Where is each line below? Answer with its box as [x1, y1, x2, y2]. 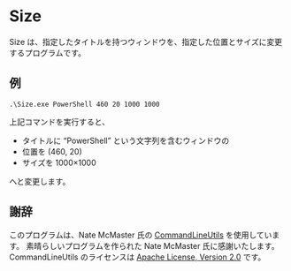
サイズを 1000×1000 [21, 157, 96, 168]
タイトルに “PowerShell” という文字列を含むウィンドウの [21, 135, 230, 146]
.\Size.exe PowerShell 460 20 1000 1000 [9, 100, 161, 109]
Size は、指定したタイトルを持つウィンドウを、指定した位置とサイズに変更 [9, 36, 283, 47]
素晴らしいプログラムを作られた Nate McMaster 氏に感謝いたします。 [26, 240, 280, 251]
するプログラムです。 [9, 47, 87, 58]
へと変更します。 [9, 176, 71, 186]
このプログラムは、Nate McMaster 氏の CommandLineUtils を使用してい [9, 230, 272, 240]
